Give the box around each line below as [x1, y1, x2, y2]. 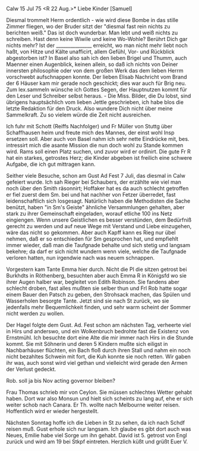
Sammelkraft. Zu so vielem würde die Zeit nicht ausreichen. [6, 111, 151, 118]
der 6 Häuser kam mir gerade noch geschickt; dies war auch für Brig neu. [6, 80, 187, 87]
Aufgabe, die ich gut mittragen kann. [6, 160, 96, 168]
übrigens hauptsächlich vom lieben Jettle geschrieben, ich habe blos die [6, 99, 184, 106]
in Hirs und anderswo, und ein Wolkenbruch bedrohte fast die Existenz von [6, 328, 189, 335]
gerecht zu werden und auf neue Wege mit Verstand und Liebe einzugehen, [6, 223, 192, 229]
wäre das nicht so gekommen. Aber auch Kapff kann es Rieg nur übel [6, 229, 176, 236]
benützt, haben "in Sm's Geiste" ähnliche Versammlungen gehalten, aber [6, 204, 185, 210]
